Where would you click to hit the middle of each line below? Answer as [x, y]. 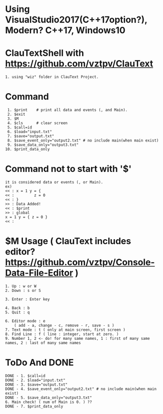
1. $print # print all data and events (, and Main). [67, 110]
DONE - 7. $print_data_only [34, 406]
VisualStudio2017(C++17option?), [76, 20]
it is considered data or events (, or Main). [54, 182]
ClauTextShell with [45, 53]
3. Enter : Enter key [28, 299]
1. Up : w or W [21, 286]
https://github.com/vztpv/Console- [80, 262]
